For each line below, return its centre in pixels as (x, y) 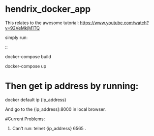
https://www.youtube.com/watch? (114, 23)
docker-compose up (26, 66)
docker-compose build (28, 56)
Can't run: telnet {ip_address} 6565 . (49, 128)
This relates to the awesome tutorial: (42, 23)
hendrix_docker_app (48, 9)
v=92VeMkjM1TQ (23, 28)
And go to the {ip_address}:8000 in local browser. (56, 109)
